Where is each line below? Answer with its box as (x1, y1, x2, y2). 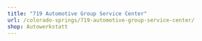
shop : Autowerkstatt (7, 23, 69, 30)
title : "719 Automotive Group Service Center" (7, 10, 147, 17)
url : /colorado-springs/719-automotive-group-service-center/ (7, 17, 195, 24)
